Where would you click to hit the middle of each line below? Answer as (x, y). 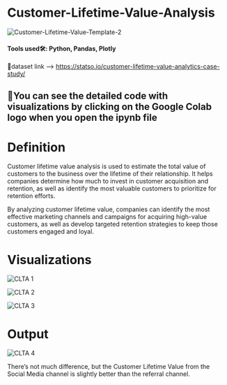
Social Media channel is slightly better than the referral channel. (99, 374)
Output (28, 334)
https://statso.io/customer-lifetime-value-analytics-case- (138, 67)
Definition (37, 147)
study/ (16, 74)
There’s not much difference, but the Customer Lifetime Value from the (109, 367)
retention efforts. (31, 196)
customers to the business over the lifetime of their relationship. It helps (110, 174)
